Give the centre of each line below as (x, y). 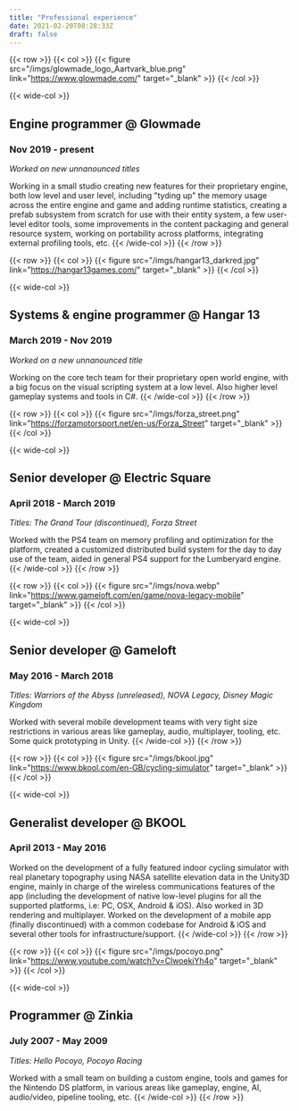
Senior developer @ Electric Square (110, 478)
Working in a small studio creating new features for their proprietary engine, (149, 186)
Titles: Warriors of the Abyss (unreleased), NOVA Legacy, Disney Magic (141, 695)
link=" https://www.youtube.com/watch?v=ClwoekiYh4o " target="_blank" (144, 960)
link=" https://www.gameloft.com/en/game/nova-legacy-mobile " (127, 596)
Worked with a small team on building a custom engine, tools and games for (149, 1078)
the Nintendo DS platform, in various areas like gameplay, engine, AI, (135, 1087)
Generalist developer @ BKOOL (98, 823)
